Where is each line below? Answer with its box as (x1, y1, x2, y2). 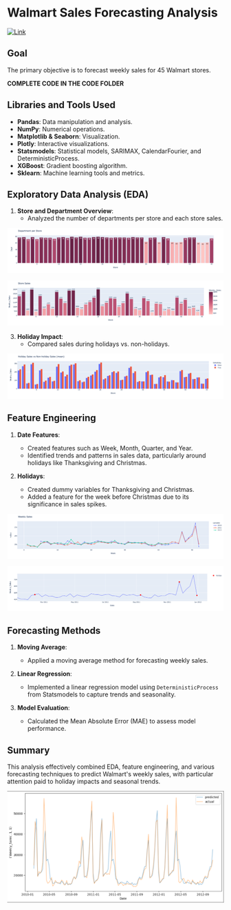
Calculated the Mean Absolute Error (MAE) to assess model (27, 717, 196, 725)
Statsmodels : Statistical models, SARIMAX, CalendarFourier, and (16, 147, 201, 155)
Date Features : (16, 431, 60, 439)
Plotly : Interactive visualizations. (16, 139, 110, 147)
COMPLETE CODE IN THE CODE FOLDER (7, 79, 124, 87)
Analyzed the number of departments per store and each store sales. (27, 214, 223, 223)
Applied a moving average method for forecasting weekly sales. (27, 656, 208, 665)
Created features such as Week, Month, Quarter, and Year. (27, 444, 193, 452)
